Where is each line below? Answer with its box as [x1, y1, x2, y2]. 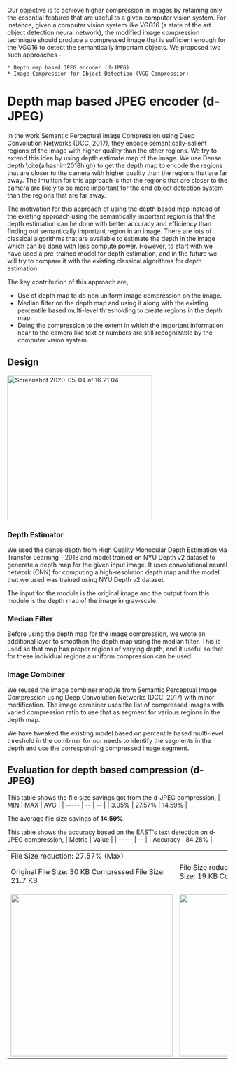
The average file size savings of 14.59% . [7, 815, 125, 823]
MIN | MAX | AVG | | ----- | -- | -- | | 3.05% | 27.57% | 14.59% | [7, 801, 187, 810]
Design [7, 357, 39, 368]
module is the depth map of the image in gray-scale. [7, 597, 158, 605]
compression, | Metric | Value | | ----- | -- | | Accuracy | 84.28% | [24, 836, 213, 844]
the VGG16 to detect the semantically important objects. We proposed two [7, 43, 221, 51]
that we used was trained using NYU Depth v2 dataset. [7, 576, 166, 584]
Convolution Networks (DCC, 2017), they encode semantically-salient [7, 139, 207, 147]
